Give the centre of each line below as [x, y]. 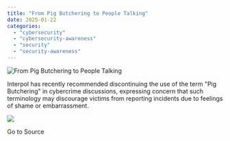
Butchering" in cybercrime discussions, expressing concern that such [105, 91]
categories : [24, 26]
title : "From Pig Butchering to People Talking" [78, 13]
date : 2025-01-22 [32, 20]
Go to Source [26, 131]
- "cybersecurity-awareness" [55, 39]
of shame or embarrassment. [48, 106]
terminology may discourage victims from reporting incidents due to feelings [115, 98]
